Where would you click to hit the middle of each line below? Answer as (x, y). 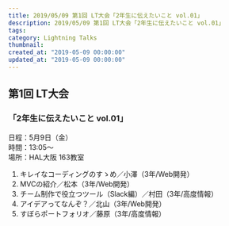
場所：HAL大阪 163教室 (46, 157)
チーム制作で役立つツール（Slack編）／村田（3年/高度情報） (118, 193)
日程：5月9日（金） (40, 137)
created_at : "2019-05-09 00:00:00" (67, 52)
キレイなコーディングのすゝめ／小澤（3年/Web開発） (107, 174)
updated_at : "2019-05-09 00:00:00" (67, 60)
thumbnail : (26, 45)
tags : (17, 30)
